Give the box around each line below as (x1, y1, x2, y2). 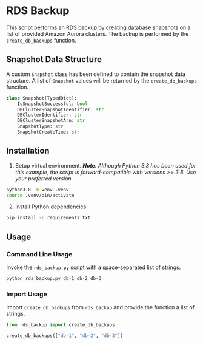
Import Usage (6, 290, 47, 298)
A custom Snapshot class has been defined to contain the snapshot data (6, 70, 186, 78)
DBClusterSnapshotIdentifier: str (17, 106, 104, 112)
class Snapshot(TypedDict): (6, 95, 78, 101)
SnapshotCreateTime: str (17, 129, 80, 135)
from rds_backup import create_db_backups (6, 322, 115, 328)
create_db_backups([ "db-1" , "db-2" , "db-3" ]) (6, 333, 123, 339)
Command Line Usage (6, 250, 73, 258)
